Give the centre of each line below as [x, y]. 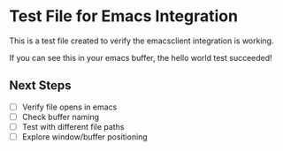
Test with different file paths [73, 126]
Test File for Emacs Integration [124, 16]
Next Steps [40, 86]
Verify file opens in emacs [69, 107]
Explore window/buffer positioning [84, 136]
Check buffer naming [61, 117]
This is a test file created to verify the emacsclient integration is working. [141, 41]
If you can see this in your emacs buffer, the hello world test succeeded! [141, 57]
